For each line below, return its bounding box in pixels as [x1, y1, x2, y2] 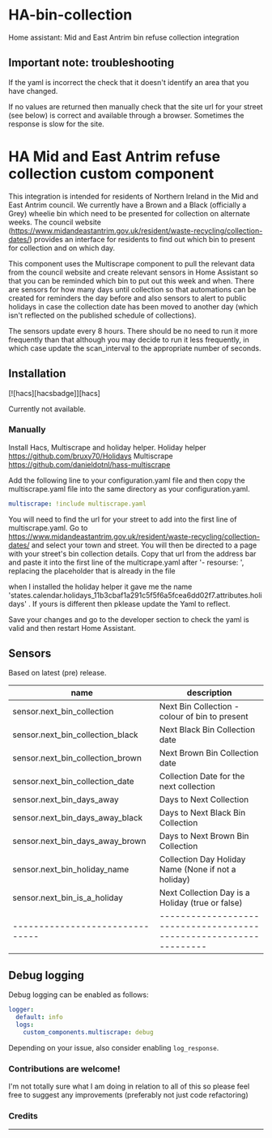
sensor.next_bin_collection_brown [12, 752, 142, 764]
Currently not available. [8, 403, 87, 414]
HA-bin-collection [8, 6, 133, 24]
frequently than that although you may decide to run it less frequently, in [8, 335, 249, 344]
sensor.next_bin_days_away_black [12, 812, 143, 824]
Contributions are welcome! [8, 1063, 121, 1074]
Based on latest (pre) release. [8, 668, 107, 678]
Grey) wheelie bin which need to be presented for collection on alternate [8, 208, 251, 218]
